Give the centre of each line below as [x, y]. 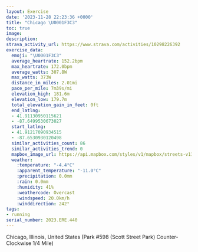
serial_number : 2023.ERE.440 [42, 220]
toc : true [18, 28]
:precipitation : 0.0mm [44, 176]
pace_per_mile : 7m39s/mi [42, 89]
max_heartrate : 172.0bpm [42, 66]
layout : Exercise [27, 12]
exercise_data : [25, 50]
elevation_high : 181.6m [40, 94]
